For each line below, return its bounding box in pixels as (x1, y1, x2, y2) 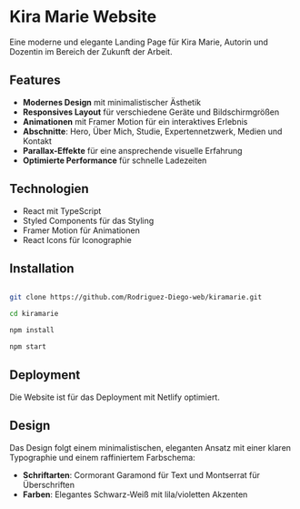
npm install (9, 326, 55, 335)
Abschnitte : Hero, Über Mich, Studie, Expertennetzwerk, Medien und (22, 126, 283, 137)
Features (9, 73, 61, 88)
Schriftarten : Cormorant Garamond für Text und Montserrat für (22, 469, 261, 480)
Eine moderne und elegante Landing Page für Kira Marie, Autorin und (9, 36, 268, 47)
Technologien (9, 181, 89, 197)
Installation (9, 260, 75, 276)
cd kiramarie (9, 310, 59, 319)
